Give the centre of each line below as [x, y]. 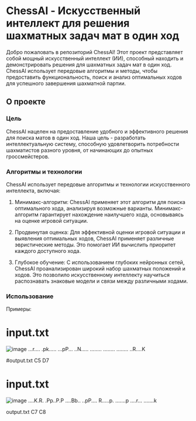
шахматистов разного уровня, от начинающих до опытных [80, 150]
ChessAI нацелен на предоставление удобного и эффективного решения [97, 131]
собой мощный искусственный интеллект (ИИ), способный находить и [95, 58]
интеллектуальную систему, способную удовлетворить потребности [93, 144]
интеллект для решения [68, 23]
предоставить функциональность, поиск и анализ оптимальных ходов [94, 77]
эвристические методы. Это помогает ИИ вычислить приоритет [95, 245]
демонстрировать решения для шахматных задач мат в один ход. [89, 64]
